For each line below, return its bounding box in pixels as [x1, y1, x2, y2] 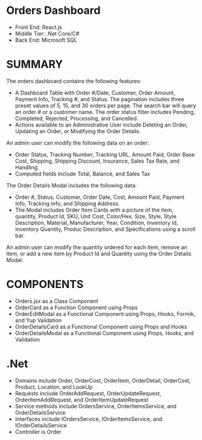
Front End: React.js [14, 24, 62, 31]
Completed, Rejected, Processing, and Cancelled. [14, 115, 139, 122]
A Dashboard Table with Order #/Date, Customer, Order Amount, [14, 89, 175, 96]
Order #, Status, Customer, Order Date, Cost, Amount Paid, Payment [14, 193, 185, 201]
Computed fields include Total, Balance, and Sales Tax [14, 170, 151, 177]
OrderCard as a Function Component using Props [14, 304, 138, 311]
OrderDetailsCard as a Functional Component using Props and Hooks [14, 323, 188, 330]
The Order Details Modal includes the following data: [6, 181, 137, 189]
